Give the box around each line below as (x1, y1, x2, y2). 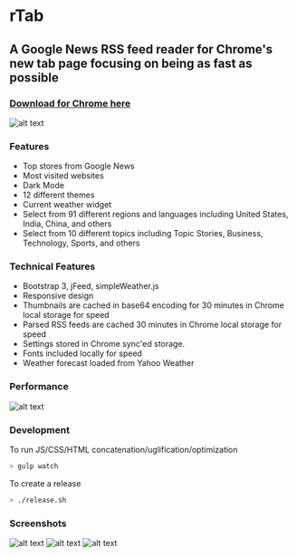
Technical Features (9, 260, 96, 273)
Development (9, 423, 71, 436)
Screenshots (9, 517, 67, 530)
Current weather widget (22, 199, 112, 210)
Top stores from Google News (22, 160, 135, 172)
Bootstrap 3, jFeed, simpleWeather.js (22, 281, 160, 292)
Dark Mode (22, 180, 65, 191)
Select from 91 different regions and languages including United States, (22, 209, 289, 220)
